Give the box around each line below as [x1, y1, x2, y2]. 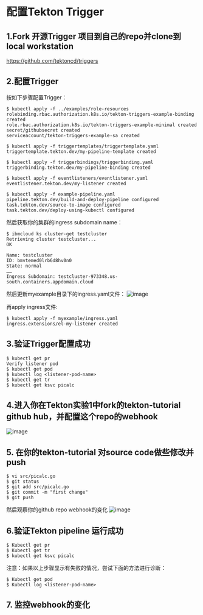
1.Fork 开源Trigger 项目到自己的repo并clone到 [6, 31, 181, 41]
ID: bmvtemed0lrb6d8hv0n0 [6, 257, 72, 263]
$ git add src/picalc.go [6, 484, 69, 490]
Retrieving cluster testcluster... [6, 236, 97, 242]
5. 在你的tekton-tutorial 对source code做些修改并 [6, 447, 194, 457]
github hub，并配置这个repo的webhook [6, 411, 158, 422]
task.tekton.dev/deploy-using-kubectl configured [6, 207, 135, 213]
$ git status [6, 478, 40, 485]
